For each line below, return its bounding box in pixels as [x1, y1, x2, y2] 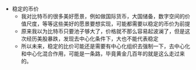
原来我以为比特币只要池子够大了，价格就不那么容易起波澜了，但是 [21, 28, 185, 35]
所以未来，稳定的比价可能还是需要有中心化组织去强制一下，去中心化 [21, 42, 191, 50]
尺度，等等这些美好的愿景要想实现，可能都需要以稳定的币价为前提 [26, 20, 191, 27]
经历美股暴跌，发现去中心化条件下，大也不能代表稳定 [26, 35, 159, 42]
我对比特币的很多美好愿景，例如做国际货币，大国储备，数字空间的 [21, 13, 185, 20]
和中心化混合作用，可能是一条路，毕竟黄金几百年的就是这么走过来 [21, 50, 185, 57]
